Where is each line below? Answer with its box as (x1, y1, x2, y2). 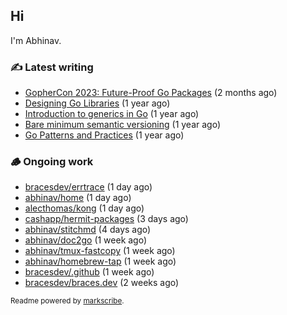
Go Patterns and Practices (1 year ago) (24, 129, 185, 141)
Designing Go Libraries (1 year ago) (24, 97, 171, 109)
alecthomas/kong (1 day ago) (24, 202, 145, 214)
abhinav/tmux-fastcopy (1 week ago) (24, 245, 176, 257)
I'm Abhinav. (10, 34, 62, 46)
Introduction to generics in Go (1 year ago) (24, 108, 200, 120)
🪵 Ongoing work (10, 155, 94, 169)
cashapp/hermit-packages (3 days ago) (24, 213, 189, 225)
